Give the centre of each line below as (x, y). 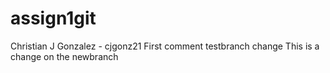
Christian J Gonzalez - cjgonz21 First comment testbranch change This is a (165, 46)
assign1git (53, 18)
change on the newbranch (64, 56)
